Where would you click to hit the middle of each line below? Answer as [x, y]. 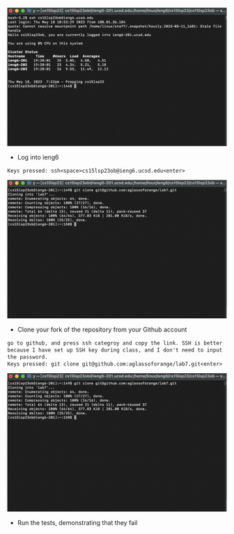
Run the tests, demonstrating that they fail [77, 522]
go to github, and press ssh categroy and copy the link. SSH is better [115, 343]
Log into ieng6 [38, 157]
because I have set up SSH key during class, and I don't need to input [115, 350]
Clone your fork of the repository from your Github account [102, 329]
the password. [28, 357]
